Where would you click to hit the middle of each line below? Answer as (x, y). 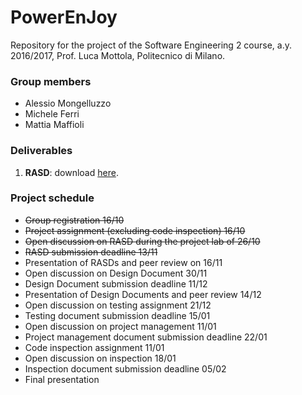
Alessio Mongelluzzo (68, 103)
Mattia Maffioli (54, 125)
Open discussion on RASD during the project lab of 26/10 (142, 241)
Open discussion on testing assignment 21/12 (118, 305)
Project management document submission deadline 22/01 (146, 337)
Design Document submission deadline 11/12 (116, 283)
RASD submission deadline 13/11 (91, 252)
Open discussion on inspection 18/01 (100, 358)
